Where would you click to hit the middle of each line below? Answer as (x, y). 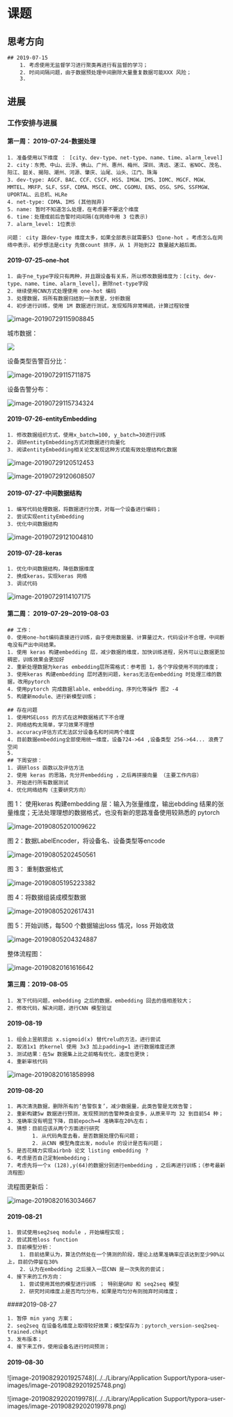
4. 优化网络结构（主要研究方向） (48, 790)
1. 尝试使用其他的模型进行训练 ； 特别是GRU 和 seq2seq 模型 (99, 1284)
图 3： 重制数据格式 (35, 868)
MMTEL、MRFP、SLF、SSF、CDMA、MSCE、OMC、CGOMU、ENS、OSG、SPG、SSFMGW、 (110, 187)
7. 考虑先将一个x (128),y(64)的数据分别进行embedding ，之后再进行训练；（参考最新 (116, 1166)
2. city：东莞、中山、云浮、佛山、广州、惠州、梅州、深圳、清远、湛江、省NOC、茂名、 (116, 165)
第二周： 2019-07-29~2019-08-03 (58, 613)
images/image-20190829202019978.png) (67, 1406)
